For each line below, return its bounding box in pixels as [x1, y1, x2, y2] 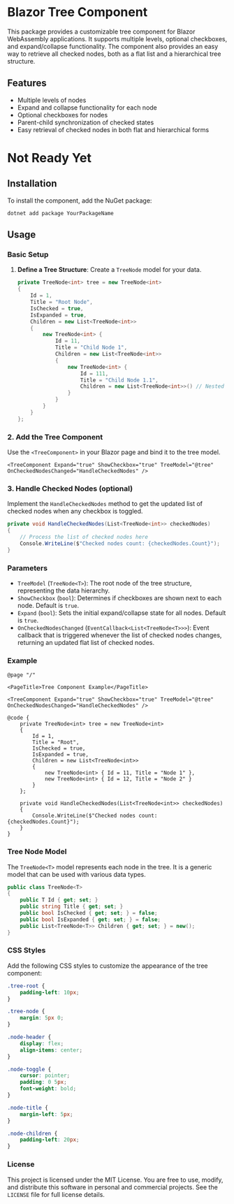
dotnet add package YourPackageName [7, 210, 114, 217]
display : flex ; [20, 1040, 64, 1047]
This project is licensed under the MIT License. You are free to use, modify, [7, 1175, 224, 1184]
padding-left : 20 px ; [20, 1136, 80, 1143]
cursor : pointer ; [20, 1072, 71, 1080]
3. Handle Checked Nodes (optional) [7, 484, 133, 493]
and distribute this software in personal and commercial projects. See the [7, 1182, 218, 1191]
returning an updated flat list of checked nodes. [17, 638, 155, 646]
